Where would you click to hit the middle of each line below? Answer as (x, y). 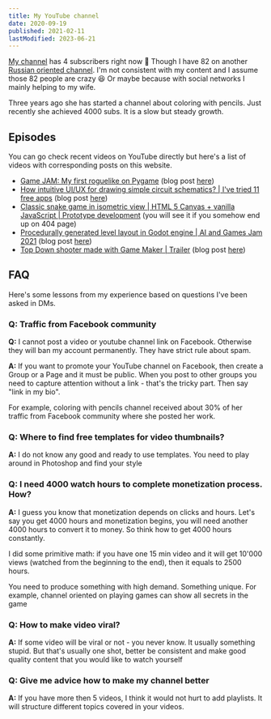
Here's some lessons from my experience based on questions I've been (128, 294)
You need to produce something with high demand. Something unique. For (133, 586)
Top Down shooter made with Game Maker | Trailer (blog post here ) (133, 250)
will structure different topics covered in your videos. (96, 707)
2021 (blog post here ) (56, 241)
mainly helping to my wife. (52, 87)
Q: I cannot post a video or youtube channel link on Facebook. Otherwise (130, 342)
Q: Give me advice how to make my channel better (109, 680)
